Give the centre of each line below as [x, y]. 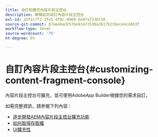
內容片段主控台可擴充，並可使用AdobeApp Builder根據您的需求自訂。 [78, 95]
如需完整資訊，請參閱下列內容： [39, 106]
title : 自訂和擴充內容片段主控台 [36, 10]
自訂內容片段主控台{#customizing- [79, 70]
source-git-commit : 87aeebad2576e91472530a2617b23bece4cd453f [72, 24]
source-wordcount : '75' [30, 33]
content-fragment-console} [66, 80]
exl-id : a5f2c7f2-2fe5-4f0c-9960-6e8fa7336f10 [55, 19]
